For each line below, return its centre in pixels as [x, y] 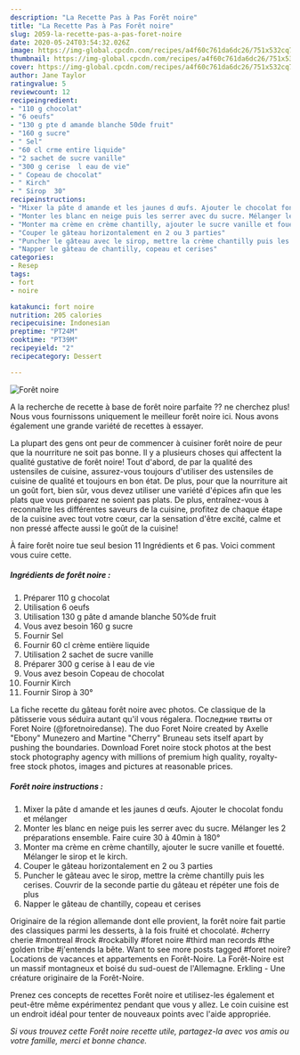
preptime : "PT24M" [44, 332]
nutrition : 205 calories [56, 315]
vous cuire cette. [41, 555]
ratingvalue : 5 [38, 84]
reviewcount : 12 [40, 92]
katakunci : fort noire [52, 307]
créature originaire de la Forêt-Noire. [77, 978]
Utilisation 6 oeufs [56, 607]
